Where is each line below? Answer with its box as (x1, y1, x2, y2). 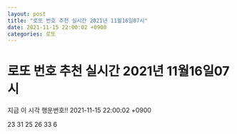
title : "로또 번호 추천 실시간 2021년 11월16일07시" (7, 17, 148, 24)
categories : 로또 (7, 30, 56, 38)
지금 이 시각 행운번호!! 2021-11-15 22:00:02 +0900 (7, 106, 152, 115)
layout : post (7, 10, 46, 18)
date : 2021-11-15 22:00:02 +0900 (7, 24, 107, 31)
